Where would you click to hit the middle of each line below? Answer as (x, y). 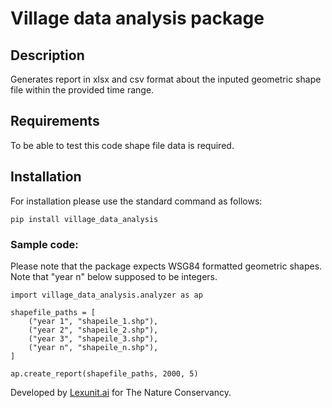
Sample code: (44, 244)
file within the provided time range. (82, 90)
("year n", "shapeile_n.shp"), (93, 347)
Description (47, 55)
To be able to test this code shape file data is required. (122, 145)
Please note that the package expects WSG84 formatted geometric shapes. (166, 266)
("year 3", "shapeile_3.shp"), (93, 338)
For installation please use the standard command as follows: (136, 201)
